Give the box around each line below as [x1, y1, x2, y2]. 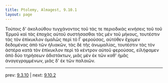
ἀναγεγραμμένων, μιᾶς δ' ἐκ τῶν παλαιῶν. [5, 57, 95, 63]
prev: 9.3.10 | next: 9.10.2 [5, 72, 56, 78]
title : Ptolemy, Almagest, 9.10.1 [5, 7, 77, 12]
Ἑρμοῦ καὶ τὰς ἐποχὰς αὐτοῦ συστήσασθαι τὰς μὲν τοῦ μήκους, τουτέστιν [5, 31, 160, 37]
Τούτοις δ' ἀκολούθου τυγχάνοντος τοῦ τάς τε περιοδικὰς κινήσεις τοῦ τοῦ [5, 25, 162, 31]
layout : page [5, 12, 32, 17]
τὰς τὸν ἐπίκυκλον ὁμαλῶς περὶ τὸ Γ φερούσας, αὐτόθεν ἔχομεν [5, 36, 140, 42]
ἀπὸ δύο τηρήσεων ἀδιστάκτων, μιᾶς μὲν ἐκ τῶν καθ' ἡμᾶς [5, 52, 129, 58]
